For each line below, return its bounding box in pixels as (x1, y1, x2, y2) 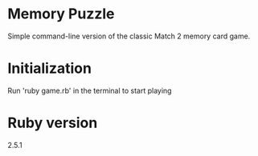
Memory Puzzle (7, 5, 115, 23)
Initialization (7, 59, 92, 78)
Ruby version (7, 114, 98, 132)
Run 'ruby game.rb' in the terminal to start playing (7, 86, 172, 95)
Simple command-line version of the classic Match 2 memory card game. (7, 31, 251, 41)
